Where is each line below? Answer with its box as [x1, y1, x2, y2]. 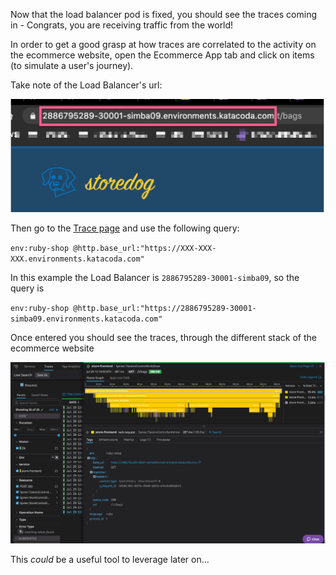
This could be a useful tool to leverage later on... [10, 553, 210, 565]
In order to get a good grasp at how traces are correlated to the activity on [10, 39, 317, 50]
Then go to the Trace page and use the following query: [10, 222, 240, 234]
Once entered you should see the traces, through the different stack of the [10, 331, 318, 343]
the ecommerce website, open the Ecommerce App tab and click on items [10, 49, 315, 61]
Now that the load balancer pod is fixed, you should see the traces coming [10, 9, 317, 20]
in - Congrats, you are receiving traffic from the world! [10, 19, 234, 31]
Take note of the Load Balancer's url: [10, 79, 163, 91]
